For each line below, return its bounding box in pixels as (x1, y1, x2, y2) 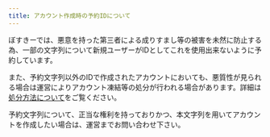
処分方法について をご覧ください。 (8, 92, 122, 102)
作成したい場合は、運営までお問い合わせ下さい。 (22, 119, 185, 129)
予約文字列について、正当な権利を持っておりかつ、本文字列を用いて (8, 110, 233, 119)
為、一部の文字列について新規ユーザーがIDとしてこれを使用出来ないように (8, 45, 255, 55)
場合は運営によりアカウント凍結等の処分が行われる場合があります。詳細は (15, 82, 262, 92)
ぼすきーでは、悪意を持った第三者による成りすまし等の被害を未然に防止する (8, 35, 262, 44)
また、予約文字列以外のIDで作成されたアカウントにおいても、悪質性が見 (8, 72, 248, 81)
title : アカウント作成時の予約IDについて (8, 11, 131, 20)
